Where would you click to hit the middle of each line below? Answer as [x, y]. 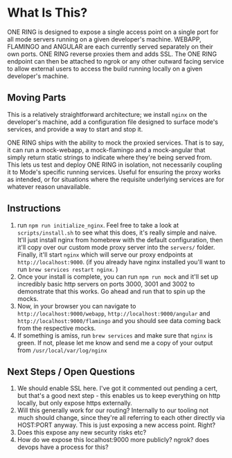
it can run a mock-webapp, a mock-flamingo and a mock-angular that [106, 149]
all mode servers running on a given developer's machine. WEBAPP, [105, 39]
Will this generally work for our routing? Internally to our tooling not [113, 410]
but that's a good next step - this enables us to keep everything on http [118, 396]
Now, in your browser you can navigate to [77, 306]
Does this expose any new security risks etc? [82, 432]
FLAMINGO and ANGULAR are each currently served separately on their [110, 46]
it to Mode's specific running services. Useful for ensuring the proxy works [114, 172]
